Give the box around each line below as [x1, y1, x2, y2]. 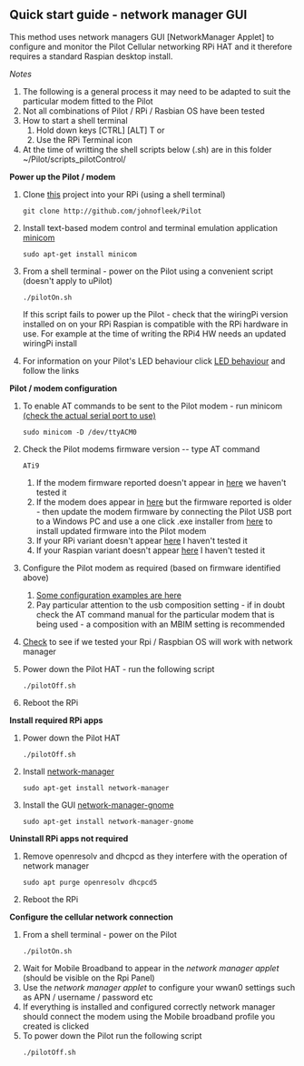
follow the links [22, 365, 80, 376]
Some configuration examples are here [35, 589, 181, 600]
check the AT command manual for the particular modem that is [35, 608, 275, 619]
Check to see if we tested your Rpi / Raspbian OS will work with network [22, 636, 293, 647]
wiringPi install [22, 337, 77, 348]
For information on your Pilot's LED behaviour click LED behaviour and [22, 355, 286, 367]
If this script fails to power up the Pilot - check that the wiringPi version [22, 308, 289, 319]
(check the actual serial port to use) [22, 409, 156, 421]
